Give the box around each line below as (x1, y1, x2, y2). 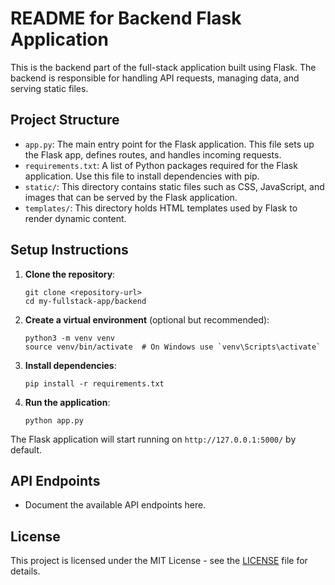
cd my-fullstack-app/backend (24, 296, 147, 306)
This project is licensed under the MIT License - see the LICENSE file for (10, 555, 308, 567)
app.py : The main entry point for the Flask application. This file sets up (24, 138, 315, 150)
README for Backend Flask (10, 7, 242, 30)
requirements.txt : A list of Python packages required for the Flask (24, 159, 298, 171)
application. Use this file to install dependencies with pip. (24, 170, 260, 182)
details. (10, 565, 41, 577)
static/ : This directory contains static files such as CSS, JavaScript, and (24, 180, 325, 192)
